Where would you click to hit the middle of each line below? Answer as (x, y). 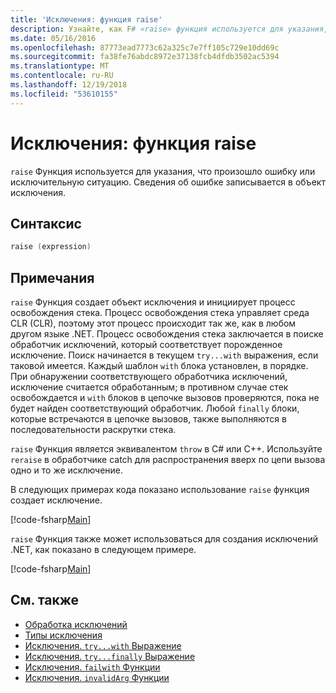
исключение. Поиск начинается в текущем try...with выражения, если (164, 355)
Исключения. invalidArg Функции (97, 677)
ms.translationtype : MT (60, 66)
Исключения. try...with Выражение (103, 645)
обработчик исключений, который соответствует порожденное (146, 345)
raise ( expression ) (51, 247)
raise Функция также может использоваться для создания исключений (164, 539)
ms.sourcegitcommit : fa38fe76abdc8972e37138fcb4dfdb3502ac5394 (145, 57)
